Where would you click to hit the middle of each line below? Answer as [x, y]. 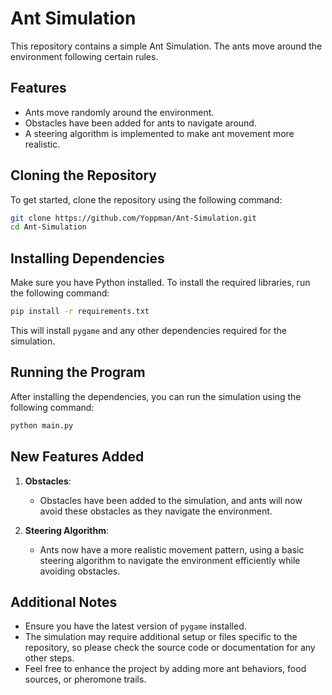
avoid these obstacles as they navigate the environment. [156, 511]
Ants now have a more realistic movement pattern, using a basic [172, 549]
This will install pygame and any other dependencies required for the [148, 330]
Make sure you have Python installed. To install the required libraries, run [160, 283]
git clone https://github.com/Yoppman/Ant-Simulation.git [133, 218]
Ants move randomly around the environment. [119, 112]
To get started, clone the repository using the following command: [146, 199]
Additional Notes [64, 602]
